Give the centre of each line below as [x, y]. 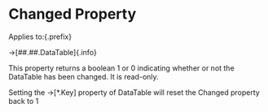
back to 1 [24, 101]
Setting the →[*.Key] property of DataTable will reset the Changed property [134, 92]
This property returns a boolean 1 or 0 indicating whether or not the [121, 68]
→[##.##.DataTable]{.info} [53, 52]
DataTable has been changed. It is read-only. [83, 76]
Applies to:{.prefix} [40, 37]
